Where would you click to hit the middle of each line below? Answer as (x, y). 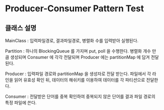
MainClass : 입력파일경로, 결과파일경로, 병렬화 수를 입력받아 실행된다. (72, 41)
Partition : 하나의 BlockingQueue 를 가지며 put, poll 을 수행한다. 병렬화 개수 (78, 51)
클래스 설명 (21, 28)
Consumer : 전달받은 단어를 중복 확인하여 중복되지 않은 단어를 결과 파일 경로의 (80, 96)
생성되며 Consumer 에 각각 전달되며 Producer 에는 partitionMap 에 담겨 (80, 57)
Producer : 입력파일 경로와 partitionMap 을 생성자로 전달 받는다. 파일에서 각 (78, 74)
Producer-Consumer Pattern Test (74, 9)
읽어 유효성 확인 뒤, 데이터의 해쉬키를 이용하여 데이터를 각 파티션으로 (80, 80)
